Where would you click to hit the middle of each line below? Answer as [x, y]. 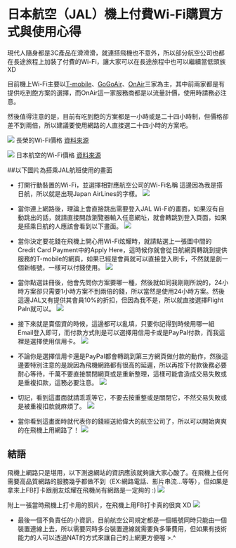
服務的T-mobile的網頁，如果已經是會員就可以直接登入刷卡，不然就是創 [120, 259]
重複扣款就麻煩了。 [58, 406]
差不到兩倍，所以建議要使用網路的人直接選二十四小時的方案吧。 [99, 125]
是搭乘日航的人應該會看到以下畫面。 [70, 226]
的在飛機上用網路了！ [48, 430]
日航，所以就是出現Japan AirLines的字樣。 [79, 193]
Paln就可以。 [36, 308]
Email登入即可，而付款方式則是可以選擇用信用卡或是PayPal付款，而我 [118, 332]
